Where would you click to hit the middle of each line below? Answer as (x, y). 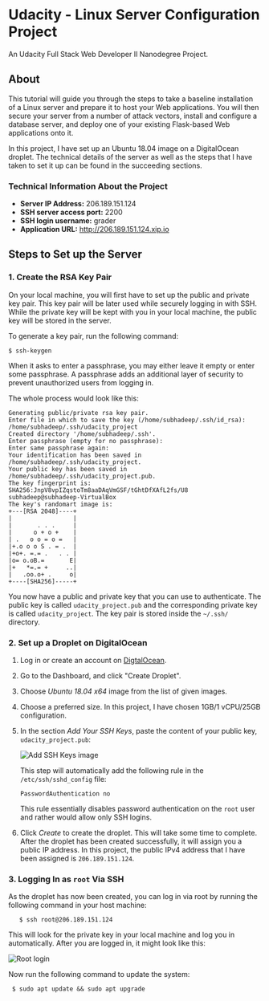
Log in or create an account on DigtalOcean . (93, 661)
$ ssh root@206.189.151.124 (66, 920)
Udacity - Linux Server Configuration (134, 15)
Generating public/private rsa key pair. (79, 413)
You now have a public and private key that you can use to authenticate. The (135, 596)
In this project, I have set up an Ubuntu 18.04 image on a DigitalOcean (124, 148)
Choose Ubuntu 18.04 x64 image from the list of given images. (123, 691)
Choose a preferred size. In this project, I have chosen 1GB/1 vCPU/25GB (140, 707)
